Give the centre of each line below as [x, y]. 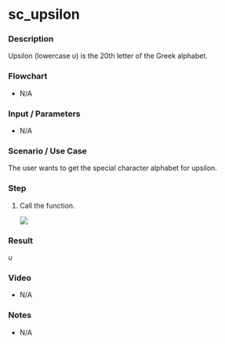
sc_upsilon [44, 14]
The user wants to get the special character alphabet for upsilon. [112, 168]
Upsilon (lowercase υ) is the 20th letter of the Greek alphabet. [108, 56]
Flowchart [28, 76]
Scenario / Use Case [48, 151]
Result [21, 241]
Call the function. [47, 205]
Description [31, 39]
